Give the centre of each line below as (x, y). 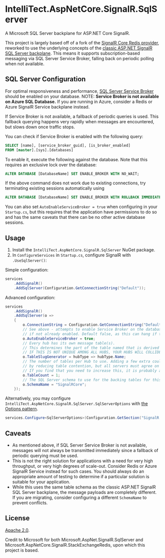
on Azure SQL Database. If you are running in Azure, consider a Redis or (79, 102)
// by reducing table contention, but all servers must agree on (91, 366)
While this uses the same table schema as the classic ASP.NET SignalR (84, 487)
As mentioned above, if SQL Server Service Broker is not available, (80, 445)
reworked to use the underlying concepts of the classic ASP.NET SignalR (79, 48)
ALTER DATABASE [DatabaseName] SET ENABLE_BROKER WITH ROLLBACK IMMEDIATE (83, 197)
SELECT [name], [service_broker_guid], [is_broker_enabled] (68, 145)
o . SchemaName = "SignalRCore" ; (55, 384)
